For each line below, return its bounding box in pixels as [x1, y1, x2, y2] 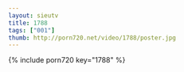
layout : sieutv [8, 11, 59, 20]
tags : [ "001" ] [8, 26, 56, 34]
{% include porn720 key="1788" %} [8, 55, 126, 65]
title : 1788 [8, 19, 48, 27]
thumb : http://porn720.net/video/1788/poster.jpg [8, 33, 177, 42]
